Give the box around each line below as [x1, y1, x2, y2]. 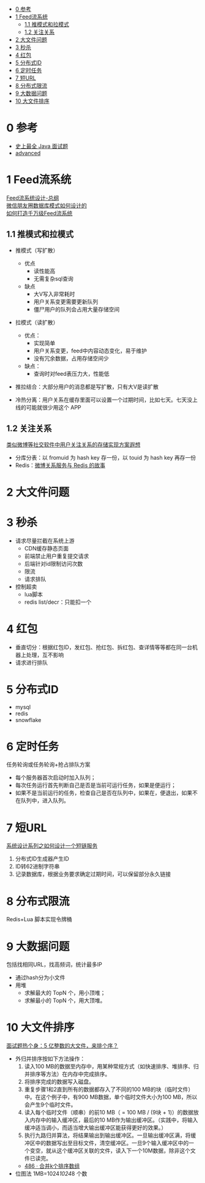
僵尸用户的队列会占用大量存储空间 [33, 305, 120, 313]
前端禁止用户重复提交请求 [24, 552, 89, 560]
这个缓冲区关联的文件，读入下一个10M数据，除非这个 [56, 1147, 191, 1154]
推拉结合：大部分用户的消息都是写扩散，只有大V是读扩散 [15, 382, 159, 390]
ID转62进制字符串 [15, 863, 60, 870]
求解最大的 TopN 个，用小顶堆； [24, 989, 106, 997]
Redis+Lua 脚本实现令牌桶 [6, 916, 72, 923]
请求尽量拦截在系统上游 [15, 537, 75, 544]
